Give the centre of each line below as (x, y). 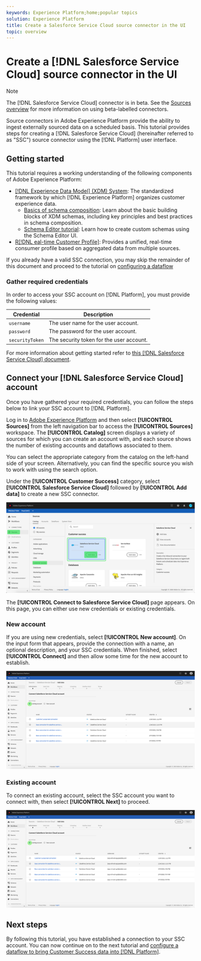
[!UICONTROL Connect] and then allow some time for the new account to (97, 656)
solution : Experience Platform (45, 19)
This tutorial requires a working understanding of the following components (99, 173)
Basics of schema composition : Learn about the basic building (100, 210)
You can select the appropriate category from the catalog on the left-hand (98, 457)
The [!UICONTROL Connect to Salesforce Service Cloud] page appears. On (100, 603)
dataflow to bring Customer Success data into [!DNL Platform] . (83, 952)
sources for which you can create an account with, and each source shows (99, 439)
